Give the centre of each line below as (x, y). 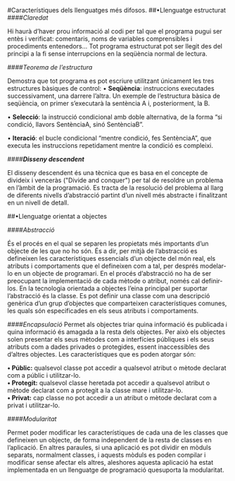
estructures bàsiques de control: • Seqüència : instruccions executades (111, 88)
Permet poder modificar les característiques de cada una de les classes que (118, 432)
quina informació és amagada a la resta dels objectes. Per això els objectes (116, 332)
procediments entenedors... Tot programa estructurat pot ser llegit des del (115, 46)
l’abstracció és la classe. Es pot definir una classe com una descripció (109, 296)
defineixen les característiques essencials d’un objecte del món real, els (112, 258)
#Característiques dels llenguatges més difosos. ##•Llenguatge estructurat (117, 10)
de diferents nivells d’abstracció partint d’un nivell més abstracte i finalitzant (117, 195)
